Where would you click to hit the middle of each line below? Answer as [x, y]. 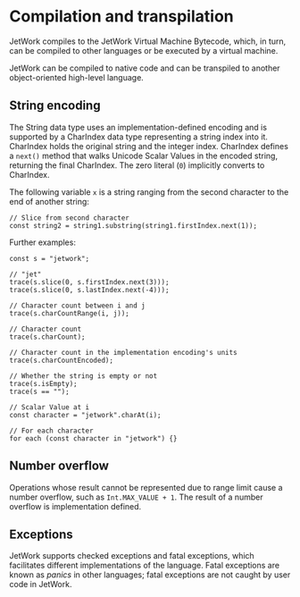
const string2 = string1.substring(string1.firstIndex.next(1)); [133, 225]
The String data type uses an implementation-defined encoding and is [138, 127]
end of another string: [49, 201]
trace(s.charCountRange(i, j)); [69, 313]
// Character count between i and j [77, 306]
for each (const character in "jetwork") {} [93, 438]
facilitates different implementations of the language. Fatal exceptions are [144, 566]
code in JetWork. [41, 584]
